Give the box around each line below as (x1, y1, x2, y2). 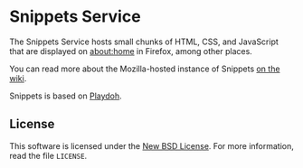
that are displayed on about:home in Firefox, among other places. (9, 45, 253, 56)
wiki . (9, 72, 27, 83)
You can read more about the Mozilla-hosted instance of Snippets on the (9, 63, 280, 74)
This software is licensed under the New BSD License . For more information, (9, 140, 294, 151)
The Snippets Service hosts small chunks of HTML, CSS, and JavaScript (9, 36, 279, 47)
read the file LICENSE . (9, 150, 88, 161)
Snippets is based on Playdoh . (9, 90, 122, 101)
